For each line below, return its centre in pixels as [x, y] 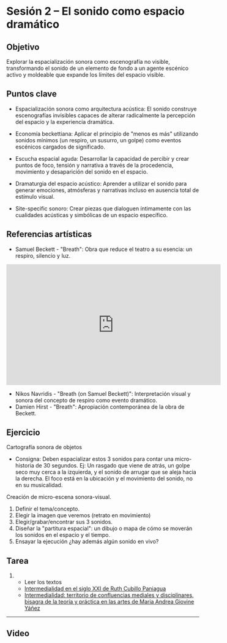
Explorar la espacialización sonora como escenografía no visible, [88, 62]
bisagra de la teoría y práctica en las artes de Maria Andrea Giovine [109, 602]
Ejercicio [23, 433]
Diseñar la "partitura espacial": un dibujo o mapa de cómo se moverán [104, 528]
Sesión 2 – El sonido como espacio [95, 11]
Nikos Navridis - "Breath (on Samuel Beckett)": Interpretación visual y [103, 393]
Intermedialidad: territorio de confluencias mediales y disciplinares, [109, 595]
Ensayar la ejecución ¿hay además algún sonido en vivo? [87, 542]
